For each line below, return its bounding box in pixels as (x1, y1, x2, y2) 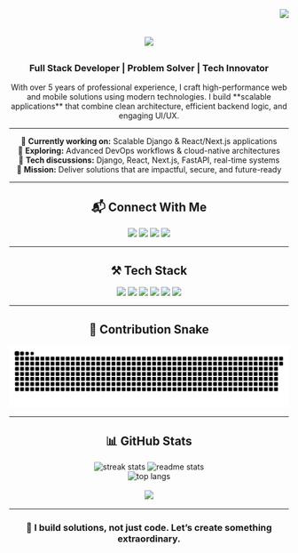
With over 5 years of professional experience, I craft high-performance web (10, 82, 288, 92)
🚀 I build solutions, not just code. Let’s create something (26, 522, 272, 534)
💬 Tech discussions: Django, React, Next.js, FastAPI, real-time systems (18, 155, 280, 165)
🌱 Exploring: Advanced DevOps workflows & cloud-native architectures (17, 146, 281, 156)
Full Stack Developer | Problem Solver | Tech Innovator (29, 62, 269, 75)
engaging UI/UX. (118, 110, 180, 121)
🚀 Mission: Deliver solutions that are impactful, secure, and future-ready (16, 164, 282, 175)
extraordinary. (117, 533, 181, 545)
